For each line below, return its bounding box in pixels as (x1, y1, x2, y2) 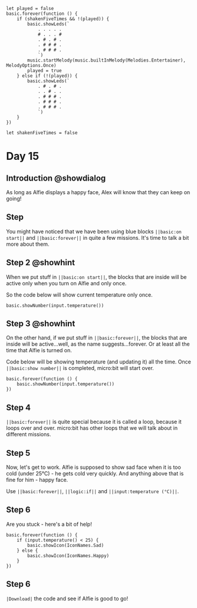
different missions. (6, 431, 51, 438)
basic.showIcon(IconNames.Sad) (27, 542, 104, 548)
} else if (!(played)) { (17, 73, 78, 79)
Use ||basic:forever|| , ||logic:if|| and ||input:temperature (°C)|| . (6, 488, 179, 495)
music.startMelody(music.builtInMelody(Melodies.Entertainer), (27, 57, 186, 63)
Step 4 (6, 403, 31, 413)
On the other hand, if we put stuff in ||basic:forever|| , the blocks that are (6, 334, 188, 342)
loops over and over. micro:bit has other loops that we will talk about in (6, 424, 178, 432)
